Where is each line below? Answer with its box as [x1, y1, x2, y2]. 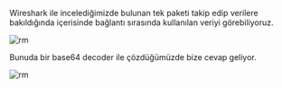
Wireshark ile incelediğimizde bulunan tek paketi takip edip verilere [9, 8, 259, 18]
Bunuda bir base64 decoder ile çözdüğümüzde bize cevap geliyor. [9, 52, 258, 62]
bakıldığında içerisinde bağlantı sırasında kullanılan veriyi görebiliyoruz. [9, 17, 274, 28]
